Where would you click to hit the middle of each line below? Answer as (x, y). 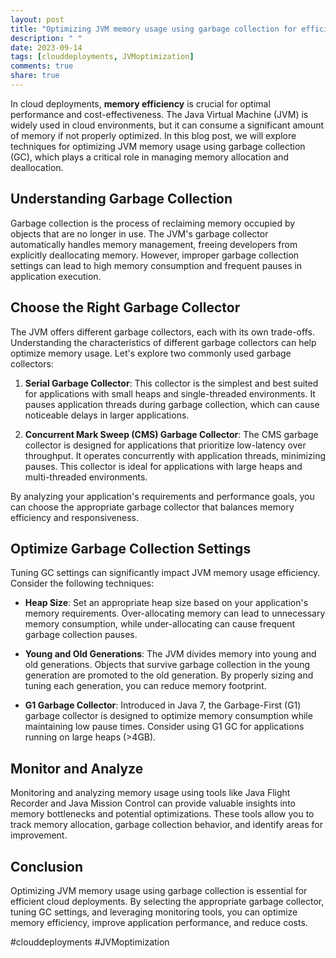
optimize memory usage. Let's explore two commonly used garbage (151, 353)
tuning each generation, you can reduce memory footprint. (145, 686)
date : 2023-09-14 (46, 47)
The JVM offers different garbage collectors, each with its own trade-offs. (162, 332)
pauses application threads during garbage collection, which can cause (172, 404)
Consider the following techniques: (82, 583)
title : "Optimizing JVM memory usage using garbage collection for (154, 29)
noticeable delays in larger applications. (107, 415)
